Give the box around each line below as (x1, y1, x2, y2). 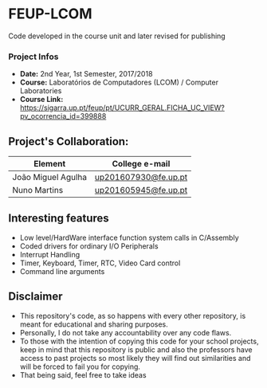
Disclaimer (8, 290, 63, 304)
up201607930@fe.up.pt (94, 172, 188, 183)
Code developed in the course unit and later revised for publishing (8, 31, 226, 41)
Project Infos (8, 51, 59, 62)
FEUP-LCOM (8, 5, 92, 23)
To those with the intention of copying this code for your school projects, (19, 336, 259, 346)
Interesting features (8, 212, 109, 225)
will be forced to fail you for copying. (19, 362, 141, 371)
